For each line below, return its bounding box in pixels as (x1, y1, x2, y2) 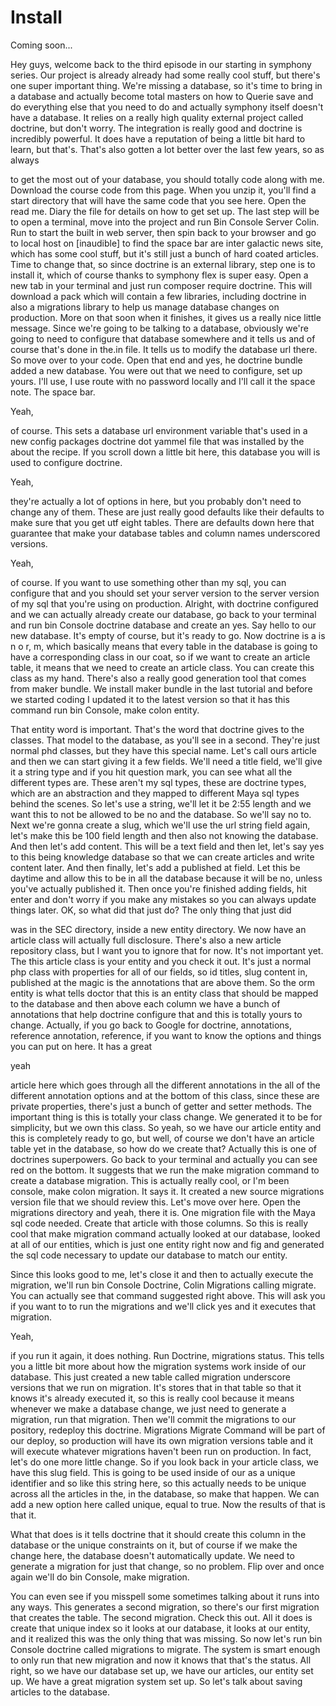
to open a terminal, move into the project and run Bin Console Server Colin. (10, 216, 320, 228)
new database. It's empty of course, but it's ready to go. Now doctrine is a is (10, 629, 326, 641)
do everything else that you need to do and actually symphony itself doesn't (10, 101, 324, 113)
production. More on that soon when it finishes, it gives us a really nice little (10, 311, 322, 323)
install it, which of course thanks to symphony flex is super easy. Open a (10, 269, 309, 281)
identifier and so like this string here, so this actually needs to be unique (10, 1477, 307, 1489)
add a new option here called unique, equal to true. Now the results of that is (10, 1498, 326, 1510)
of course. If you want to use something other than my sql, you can (10, 576, 287, 588)
